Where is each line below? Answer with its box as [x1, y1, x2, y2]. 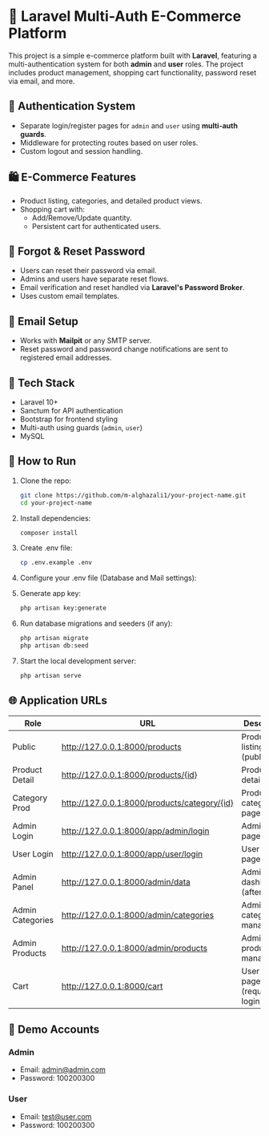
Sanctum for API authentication [19, 406, 123, 415]
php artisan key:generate [19, 604, 106, 612]
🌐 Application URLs [8, 694, 108, 707]
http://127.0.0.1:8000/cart [61, 981, 163, 992]
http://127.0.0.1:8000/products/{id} [61, 769, 198, 780]
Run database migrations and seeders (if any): [19, 618, 173, 628]
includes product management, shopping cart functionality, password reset [8, 67, 257, 77]
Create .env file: [19, 543, 73, 553]
